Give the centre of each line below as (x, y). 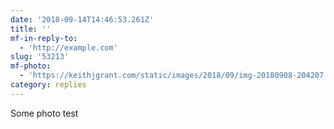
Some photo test (44, 113)
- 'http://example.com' (68, 47)
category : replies (48, 85)
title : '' (31, 29)
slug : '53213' (40, 57)
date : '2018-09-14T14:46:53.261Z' (82, 19)
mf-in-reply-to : (44, 38)
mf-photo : (31, 66)
